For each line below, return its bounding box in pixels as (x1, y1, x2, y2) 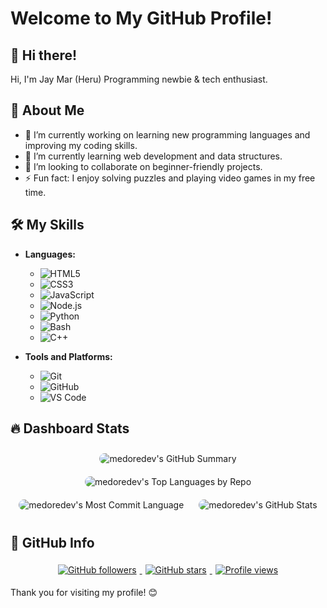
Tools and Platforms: (24, 350, 113, 362)
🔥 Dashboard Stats (10, 420, 130, 437)
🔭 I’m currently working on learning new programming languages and (24, 128, 311, 141)
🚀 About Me (10, 102, 85, 119)
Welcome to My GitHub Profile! (10, 7, 273, 30)
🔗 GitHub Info (10, 534, 95, 551)
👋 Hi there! (10, 47, 78, 64)
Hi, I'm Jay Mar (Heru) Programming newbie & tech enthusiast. (10, 73, 268, 85)
